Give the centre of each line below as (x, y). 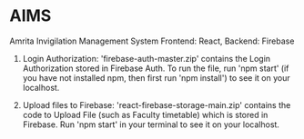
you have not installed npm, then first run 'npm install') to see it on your (156, 77)
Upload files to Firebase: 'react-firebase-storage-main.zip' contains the (157, 104)
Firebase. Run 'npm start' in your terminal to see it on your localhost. (151, 124)
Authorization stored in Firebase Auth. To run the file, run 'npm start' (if (156, 68)
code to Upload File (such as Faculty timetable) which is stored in (145, 114)
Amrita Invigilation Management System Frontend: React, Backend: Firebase (152, 41)
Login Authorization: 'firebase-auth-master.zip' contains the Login (147, 58)
